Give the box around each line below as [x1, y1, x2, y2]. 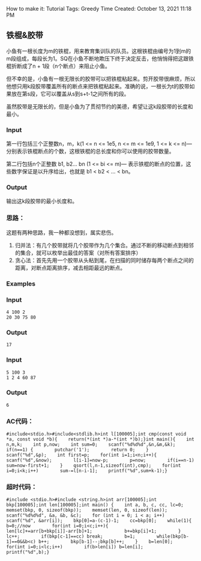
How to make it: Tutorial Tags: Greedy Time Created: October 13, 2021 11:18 [6, 5, 192, 12]
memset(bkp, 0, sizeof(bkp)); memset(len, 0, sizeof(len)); [6, 507, 168, 514]
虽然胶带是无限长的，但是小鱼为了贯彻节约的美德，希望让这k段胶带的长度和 [6, 103, 193, 110]
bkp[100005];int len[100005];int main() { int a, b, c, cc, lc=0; [6, 502, 184, 508]
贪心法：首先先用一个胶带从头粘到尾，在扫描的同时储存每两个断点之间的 [14, 256, 194, 263]
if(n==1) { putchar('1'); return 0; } [6, 447, 149, 453]
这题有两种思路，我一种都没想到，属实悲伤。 [6, 229, 117, 236]
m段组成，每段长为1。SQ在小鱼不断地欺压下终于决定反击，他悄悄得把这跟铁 [6, 55, 194, 62]
